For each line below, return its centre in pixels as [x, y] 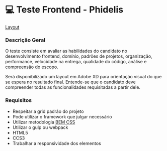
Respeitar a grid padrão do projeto [48, 111]
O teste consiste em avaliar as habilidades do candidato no [66, 51]
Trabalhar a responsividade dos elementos [57, 143]
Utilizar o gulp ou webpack [40, 127]
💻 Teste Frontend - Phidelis [64, 10]
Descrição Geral [25, 40]
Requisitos [18, 100]
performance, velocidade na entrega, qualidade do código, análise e [76, 62]
